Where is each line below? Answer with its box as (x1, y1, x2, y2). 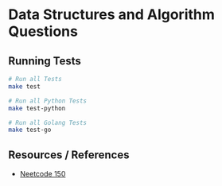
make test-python (8, 104, 66, 112)
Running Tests (8, 54, 81, 68)
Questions (8, 22, 78, 41)
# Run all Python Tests (8, 97, 88, 105)
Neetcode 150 (19, 169, 66, 179)
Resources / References (8, 148, 130, 161)
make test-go (8, 126, 52, 134)
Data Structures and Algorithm (8, 6, 215, 24)
